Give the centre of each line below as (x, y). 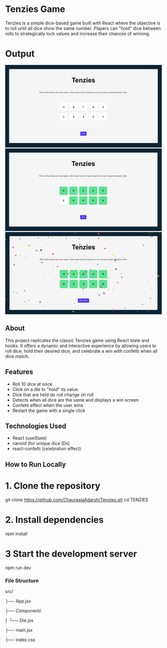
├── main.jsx (19, 630)
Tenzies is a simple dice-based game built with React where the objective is (83, 23)
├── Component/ (23, 611)
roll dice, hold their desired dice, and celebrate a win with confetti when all (81, 351)
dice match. (17, 356)
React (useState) (30, 438)
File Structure (22, 581)
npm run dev (18, 568)
